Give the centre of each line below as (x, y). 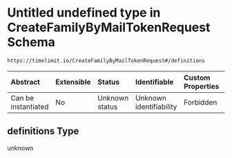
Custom (197, 78)
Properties (202, 86)
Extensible (73, 82)
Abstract (25, 82)
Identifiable (154, 82)
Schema (31, 42)
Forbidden (201, 102)
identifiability (156, 107)
